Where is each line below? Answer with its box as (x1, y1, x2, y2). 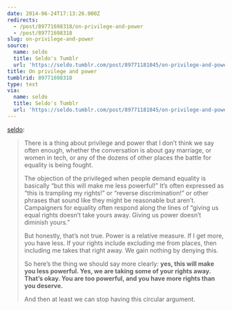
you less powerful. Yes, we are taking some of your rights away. (23, 267, 211, 275)
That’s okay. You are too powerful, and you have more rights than (23, 274, 215, 282)
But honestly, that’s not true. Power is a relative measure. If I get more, (23, 231, 224, 240)
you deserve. (23, 281, 64, 290)
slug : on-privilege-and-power (7, 36, 95, 43)
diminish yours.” (23, 218, 70, 226)
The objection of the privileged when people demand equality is (23, 174, 206, 182)
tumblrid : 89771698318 (7, 74, 72, 81)
